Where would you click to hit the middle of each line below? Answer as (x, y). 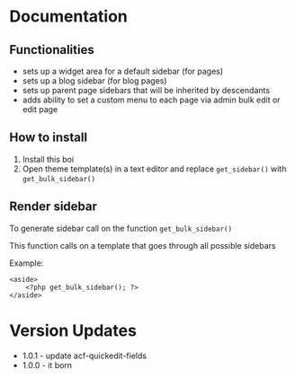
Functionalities (52, 50)
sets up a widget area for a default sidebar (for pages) (123, 71)
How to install (49, 138)
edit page (40, 109)
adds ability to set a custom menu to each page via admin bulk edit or (151, 100)
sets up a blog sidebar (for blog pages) (95, 81)
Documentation (69, 17)
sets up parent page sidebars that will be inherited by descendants (146, 90)
